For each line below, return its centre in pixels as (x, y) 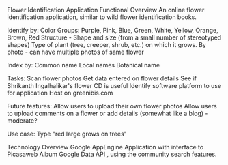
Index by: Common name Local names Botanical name (84, 65)
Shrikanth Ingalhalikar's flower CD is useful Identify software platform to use (114, 86)
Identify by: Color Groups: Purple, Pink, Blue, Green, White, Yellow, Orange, (113, 30)
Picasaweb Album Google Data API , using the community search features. (112, 154)
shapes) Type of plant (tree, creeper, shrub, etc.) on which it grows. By (106, 45)
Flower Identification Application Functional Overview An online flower (106, 10)
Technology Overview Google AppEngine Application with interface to (105, 147)
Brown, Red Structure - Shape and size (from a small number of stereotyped (114, 37)
